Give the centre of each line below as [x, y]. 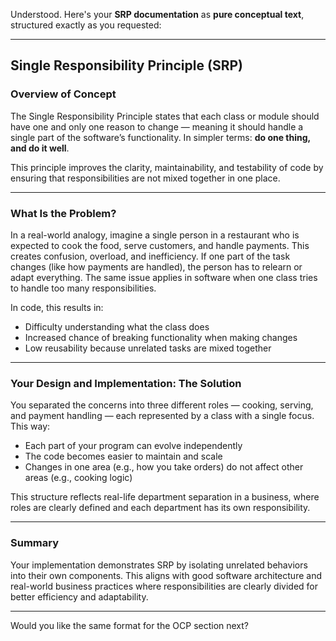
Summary [35, 543]
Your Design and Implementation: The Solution [126, 383]
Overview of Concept [63, 94]
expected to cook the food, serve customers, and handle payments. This [160, 245]
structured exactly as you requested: [86, 25]
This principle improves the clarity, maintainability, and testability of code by [167, 167]
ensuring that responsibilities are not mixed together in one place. [145, 178]
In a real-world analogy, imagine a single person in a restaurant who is [155, 235]
